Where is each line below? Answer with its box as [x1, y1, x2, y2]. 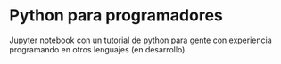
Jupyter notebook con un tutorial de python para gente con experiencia [9, 35, 272, 45]
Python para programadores [9, 5, 223, 26]
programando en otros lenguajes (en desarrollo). [9, 44, 187, 54]
